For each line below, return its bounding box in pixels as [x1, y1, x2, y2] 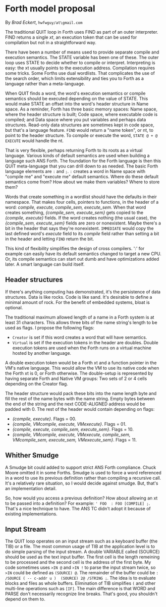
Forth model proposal [5, 3, 96, 14]
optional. [5, 304, 23, 310]
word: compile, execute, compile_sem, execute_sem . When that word [5, 204, 146, 210]
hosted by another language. [12, 350, 71, 356]
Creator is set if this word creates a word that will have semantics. [12, 334, 147, 340]
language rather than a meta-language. [5, 80, 85, 87]
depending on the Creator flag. [5, 381, 68, 386]
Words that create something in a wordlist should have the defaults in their [5, 194, 157, 200]
